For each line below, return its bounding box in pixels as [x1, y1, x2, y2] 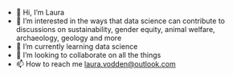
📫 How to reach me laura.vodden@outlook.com [15, 59, 176, 68]
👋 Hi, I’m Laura [15, 8, 65, 17]
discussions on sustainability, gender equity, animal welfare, [15, 25, 215, 34]
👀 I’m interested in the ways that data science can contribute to [15, 16, 225, 26]
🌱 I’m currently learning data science [15, 42, 138, 51]
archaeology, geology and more [15, 33, 122, 43]
